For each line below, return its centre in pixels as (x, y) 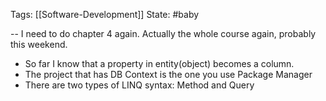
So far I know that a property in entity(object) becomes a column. (159, 63)
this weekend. (39, 44)
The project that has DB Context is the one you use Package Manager (168, 74)
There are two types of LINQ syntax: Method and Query (139, 85)
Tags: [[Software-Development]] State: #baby (105, 14)
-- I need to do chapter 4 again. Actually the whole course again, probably (163, 33)
